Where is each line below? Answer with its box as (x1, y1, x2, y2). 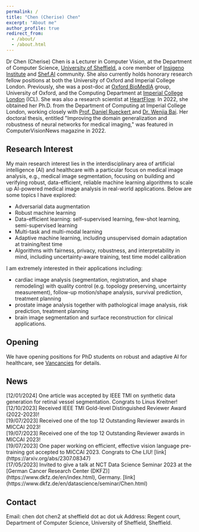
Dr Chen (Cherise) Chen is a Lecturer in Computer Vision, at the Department (6, 57, 192, 65)
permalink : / (6, 8, 38, 15)
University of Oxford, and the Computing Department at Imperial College (6, 89, 184, 96)
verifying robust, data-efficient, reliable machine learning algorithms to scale (6, 179, 193, 186)
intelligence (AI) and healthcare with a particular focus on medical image (6, 166, 184, 173)
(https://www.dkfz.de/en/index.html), (6, 474, 97, 481)
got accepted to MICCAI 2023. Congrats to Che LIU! (25, 449, 153, 456)
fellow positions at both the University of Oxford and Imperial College (6, 76, 175, 83)
